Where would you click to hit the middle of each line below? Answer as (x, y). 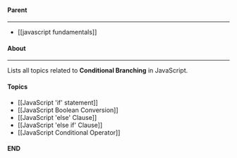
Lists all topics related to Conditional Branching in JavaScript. (98, 71)
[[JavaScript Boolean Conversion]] (68, 110)
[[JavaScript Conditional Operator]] (69, 132)
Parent (17, 10)
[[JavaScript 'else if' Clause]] (60, 125)
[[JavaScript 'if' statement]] (58, 102)
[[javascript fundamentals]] (57, 32)
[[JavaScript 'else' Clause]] (57, 117)
